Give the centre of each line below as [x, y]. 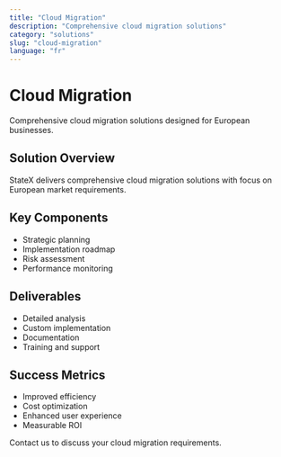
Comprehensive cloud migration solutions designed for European [130, 121]
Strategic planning [56, 239]
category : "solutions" [52, 34]
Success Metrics [57, 375]
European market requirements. [68, 189]
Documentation [51, 337]
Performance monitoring [68, 268]
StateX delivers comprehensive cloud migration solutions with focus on [140, 180]
